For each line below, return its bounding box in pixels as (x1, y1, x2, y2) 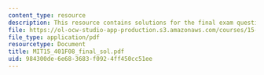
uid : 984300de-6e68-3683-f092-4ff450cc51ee (8, 55, 153, 63)
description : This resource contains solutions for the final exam (8, 19, 234, 27)
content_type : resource (8, 11, 86, 20)
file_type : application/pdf (8, 33, 101, 41)
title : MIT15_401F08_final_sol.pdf (8, 48, 125, 55)
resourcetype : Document (8, 41, 86, 48)
